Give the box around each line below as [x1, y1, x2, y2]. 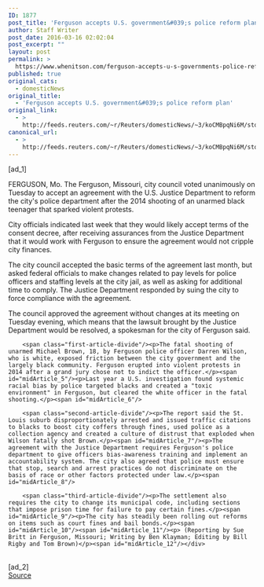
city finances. [8, 245, 53, 255]
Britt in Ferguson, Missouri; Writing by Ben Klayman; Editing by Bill [8, 534, 247, 541]
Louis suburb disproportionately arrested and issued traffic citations [8, 416, 251, 424]
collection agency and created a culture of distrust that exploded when [8, 430, 255, 438]
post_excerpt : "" [8, 41, 65, 49]
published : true [8, 70, 61, 78]
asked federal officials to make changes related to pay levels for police [8, 269, 237, 278]
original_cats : [8, 77, 58, 85]
